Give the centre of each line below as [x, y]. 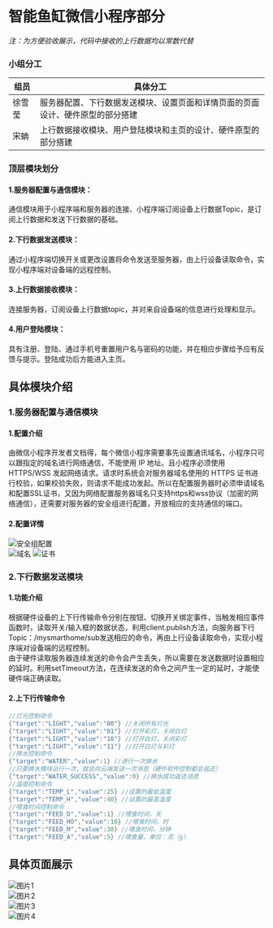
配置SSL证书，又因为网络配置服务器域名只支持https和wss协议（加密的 [133, 494]
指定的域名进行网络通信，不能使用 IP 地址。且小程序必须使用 [124, 463]
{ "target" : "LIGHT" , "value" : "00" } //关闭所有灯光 [89, 723]
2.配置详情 [26, 524]
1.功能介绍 [26, 598]
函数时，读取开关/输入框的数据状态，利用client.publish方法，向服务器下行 [132, 627]
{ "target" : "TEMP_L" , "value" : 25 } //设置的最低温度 [90, 791]
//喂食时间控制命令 [37, 807]
